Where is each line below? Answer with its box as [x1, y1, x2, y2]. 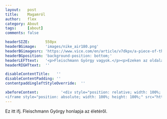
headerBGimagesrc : [5, 48, 43, 54]
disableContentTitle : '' [5, 72, 61, 77]
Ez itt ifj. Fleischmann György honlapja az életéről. [5, 108, 108, 114]
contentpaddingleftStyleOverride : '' [5, 81, 85, 86]
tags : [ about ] [5, 26, 43, 31]
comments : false [5, 30, 39, 35]
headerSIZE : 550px [5, 39, 57, 45]
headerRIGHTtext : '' [5, 63, 50, 68]
